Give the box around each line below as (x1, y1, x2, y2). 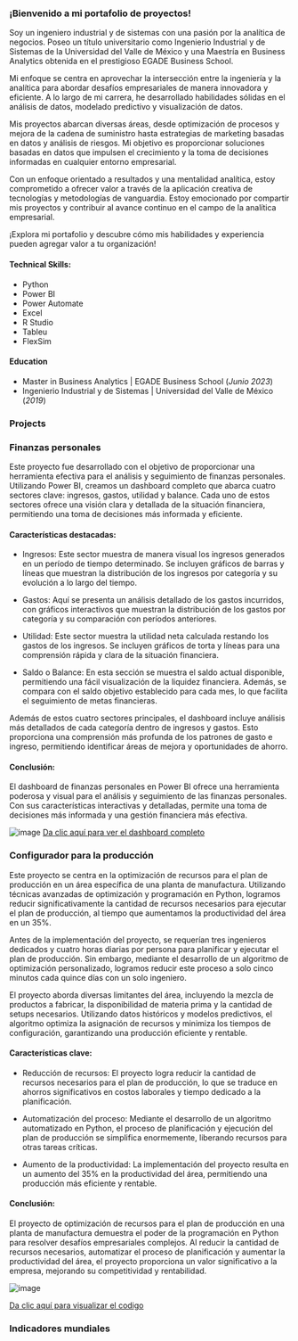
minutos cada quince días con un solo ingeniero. (9, 972, 187, 983)
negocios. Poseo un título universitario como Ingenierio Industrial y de (9, 37, 266, 47)
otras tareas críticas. (21, 1141, 98, 1152)
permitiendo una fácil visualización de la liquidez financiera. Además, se (21, 677, 287, 687)
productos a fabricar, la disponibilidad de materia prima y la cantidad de (9, 999, 273, 1009)
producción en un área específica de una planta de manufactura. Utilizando (9, 879, 286, 890)
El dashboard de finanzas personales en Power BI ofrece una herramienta (9, 781, 280, 792)
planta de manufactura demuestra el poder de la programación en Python (9, 1228, 279, 1238)
